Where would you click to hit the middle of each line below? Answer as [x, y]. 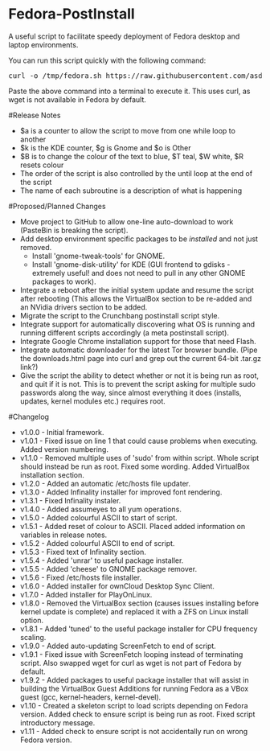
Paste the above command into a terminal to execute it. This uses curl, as [129, 91]
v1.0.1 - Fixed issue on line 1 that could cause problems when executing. [139, 441]
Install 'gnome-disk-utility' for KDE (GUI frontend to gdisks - [131, 264]
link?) [29, 367]
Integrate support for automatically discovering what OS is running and [137, 324]
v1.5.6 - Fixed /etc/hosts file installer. [81, 577]
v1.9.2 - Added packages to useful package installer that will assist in [134, 679]
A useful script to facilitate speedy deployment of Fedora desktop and [124, 36]
